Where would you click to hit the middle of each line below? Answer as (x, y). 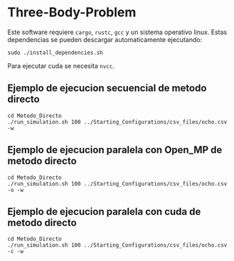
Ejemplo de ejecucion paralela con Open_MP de (115, 150)
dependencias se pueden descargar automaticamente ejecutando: (105, 39)
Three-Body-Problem (72, 12)
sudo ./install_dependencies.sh (55, 53)
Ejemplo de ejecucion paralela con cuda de (104, 212)
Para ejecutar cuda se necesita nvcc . (61, 65)
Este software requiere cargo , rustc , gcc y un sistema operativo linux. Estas (117, 32)
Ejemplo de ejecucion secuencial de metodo (107, 89)
